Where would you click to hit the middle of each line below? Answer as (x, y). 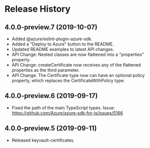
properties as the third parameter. (46, 70)
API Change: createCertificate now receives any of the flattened (76, 65)
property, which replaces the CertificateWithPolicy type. (68, 80)
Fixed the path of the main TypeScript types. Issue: (63, 108)
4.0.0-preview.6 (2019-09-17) (51, 96)
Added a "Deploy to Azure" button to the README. (63, 44)
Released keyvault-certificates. (43, 140)
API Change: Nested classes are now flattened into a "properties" (78, 54)
